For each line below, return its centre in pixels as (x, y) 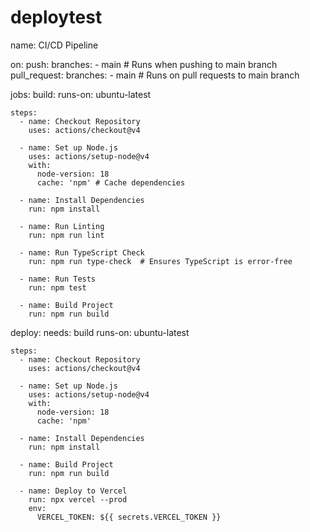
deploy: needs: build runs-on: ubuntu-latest (100, 332)
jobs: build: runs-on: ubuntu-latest (81, 94)
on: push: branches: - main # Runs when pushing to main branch (144, 64)
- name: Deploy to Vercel (73, 491)
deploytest (56, 17)
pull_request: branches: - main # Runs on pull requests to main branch (155, 75)
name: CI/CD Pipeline (54, 45)
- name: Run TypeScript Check (82, 252)
